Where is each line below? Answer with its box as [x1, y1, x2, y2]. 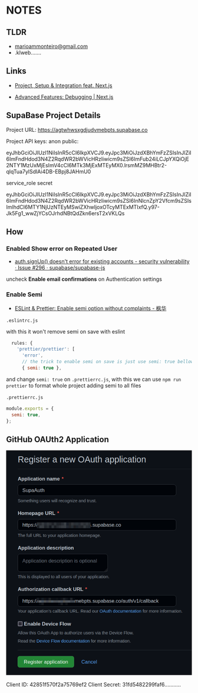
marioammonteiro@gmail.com [14, 43, 88, 50]
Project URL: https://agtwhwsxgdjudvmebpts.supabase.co [6, 126, 148, 133]
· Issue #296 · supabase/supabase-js [14, 264, 105, 271]
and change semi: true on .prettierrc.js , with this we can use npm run [6, 375, 181, 383]
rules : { [11, 340, 33, 346]
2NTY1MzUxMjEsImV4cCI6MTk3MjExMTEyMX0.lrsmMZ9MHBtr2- [6, 161, 167, 169]
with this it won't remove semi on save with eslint [6, 328, 126, 335]
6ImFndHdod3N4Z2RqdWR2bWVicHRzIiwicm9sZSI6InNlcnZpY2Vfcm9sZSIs [6, 197, 192, 204]
